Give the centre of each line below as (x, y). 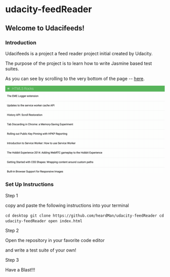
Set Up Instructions (30, 185)
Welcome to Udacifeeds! (45, 28)
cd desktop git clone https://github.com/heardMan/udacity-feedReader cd (85, 216)
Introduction (21, 43)
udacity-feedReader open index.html (44, 221)
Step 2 (12, 230)
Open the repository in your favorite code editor (55, 240)
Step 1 (12, 195)
